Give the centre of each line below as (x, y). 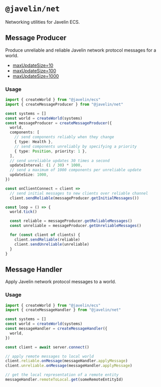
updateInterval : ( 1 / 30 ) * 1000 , (46, 165)
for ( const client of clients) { (45, 235)
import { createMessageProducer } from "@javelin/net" (64, 104)
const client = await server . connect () (47, 347)
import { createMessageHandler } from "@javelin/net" (63, 310)
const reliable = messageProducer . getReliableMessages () (71, 221)
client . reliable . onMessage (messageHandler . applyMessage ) (67, 361)
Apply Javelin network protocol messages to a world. (61, 282)
